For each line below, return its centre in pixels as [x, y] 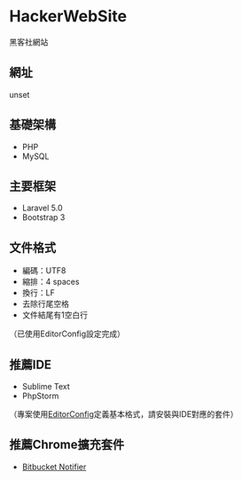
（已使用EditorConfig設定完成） [67, 334]
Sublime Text [46, 386]
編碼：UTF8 [44, 271]
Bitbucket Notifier [54, 467]
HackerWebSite [68, 16]
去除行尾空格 [45, 304]
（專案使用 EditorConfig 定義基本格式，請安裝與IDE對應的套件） [124, 414]
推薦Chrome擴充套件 [67, 445]
